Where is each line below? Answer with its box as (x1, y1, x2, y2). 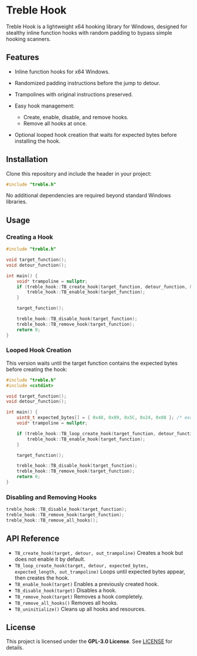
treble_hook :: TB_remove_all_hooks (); (6, 517, 98, 523)
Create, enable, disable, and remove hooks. (23, 113, 129, 120)
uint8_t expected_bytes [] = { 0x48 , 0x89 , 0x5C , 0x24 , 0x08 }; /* (16, 415, 182, 420)
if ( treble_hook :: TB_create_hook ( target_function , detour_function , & (16, 284, 193, 290)
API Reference (6, 534, 60, 544)
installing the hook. (14, 137, 61, 144)
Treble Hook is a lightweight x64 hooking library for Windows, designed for (6, 23, 188, 30)
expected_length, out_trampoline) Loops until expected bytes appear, (14, 568, 186, 575)
